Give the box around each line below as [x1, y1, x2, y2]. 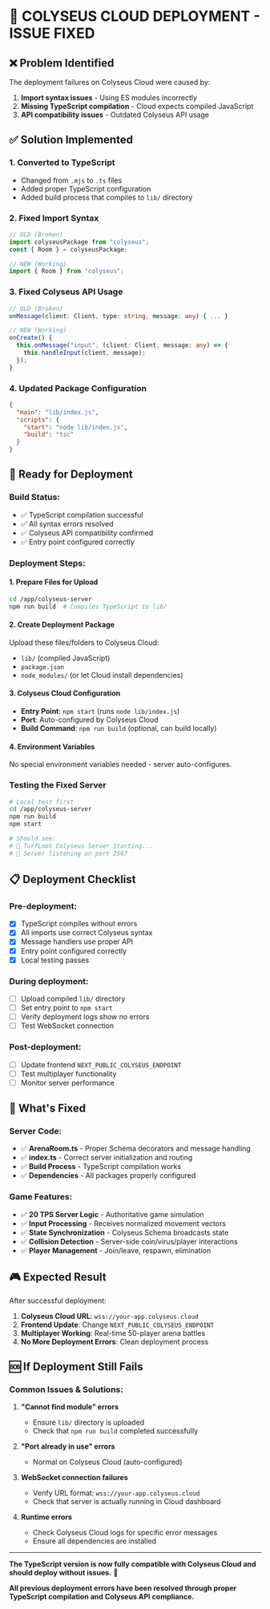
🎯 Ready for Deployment [9, 468, 133, 482]
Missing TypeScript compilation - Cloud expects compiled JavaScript [20, 102, 254, 111]
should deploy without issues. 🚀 [9, 1568, 119, 1578]
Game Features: [9, 1192, 73, 1203]
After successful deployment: [9, 1296, 107, 1305]
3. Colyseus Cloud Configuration [9, 688, 121, 698]
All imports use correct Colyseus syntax [20, 928, 153, 938]
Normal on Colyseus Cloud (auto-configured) [32, 1458, 183, 1467]
